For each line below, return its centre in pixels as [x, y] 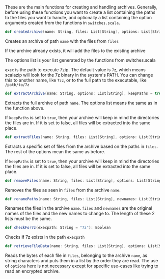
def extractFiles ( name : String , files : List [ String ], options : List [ [78, 137]
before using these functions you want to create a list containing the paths [80, 12]
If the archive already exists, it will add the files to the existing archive [75, 51]
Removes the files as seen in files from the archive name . [63, 190]
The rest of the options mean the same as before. [55, 151]
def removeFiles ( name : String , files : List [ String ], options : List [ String [83, 181]
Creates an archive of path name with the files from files [62, 41]
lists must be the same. [28, 219]
